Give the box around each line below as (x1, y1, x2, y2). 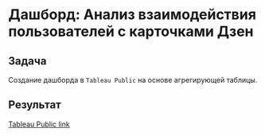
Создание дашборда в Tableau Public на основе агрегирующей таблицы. (8, 76, 258, 84)
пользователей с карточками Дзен (8, 22, 254, 41)
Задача (8, 54, 47, 68)
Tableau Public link (8, 119, 70, 129)
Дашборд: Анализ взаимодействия (8, 6, 257, 24)
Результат (8, 98, 62, 112)
